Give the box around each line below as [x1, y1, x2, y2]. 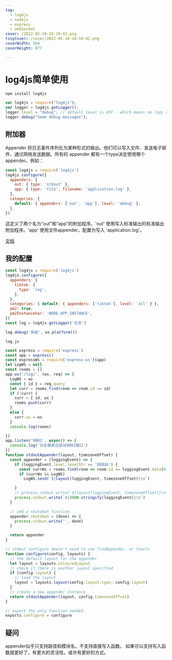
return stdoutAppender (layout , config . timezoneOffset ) [10, 594, 130, 600]
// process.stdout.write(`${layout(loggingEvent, [14, 490, 123, 496]
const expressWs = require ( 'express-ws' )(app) [5, 357, 106, 363]
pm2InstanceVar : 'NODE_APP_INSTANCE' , [10, 311, 93, 316]
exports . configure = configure [5, 613, 72, 618]
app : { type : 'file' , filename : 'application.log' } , [14, 187, 132, 192]
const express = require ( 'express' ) [5, 348, 83, 353]
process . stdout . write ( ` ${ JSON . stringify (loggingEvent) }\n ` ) [14, 495, 145, 500]
